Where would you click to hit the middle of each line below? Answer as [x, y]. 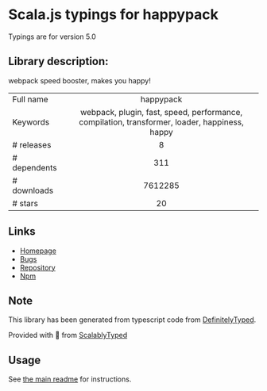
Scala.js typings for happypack [113, 15]
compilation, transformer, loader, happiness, [161, 122]
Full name [31, 99]
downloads [33, 190]
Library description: [58, 61]
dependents [35, 167]
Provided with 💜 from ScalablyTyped [68, 335]
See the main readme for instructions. [70, 379]
